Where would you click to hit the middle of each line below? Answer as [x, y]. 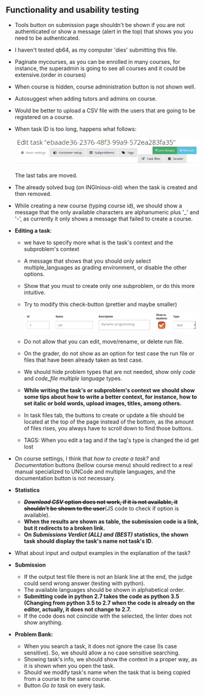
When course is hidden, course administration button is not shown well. [105, 87]
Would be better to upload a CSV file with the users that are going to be [105, 111]
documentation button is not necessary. [65, 478]
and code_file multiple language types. [73, 379]
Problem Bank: [34, 634]
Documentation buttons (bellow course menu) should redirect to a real [103, 465]
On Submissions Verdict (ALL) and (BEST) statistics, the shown [106, 535]
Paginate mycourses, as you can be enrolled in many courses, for [97, 61]
